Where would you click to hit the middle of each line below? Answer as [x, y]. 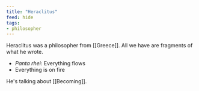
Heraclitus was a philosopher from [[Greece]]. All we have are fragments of [99, 45]
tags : [13, 23]
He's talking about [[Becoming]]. [47, 81]
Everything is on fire [40, 70]
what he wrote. [25, 52]
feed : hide [20, 17]
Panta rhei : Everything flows [50, 63]
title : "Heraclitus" [32, 12]
